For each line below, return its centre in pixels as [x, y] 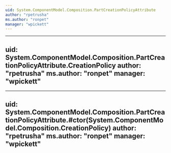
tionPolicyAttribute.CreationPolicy [61, 65]
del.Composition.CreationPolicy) [58, 128]
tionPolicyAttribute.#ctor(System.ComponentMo [84, 120]
